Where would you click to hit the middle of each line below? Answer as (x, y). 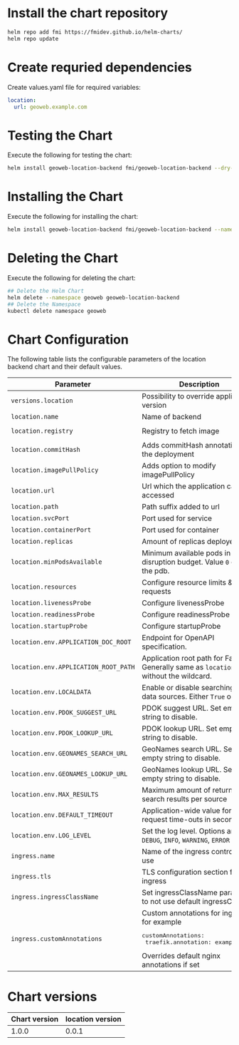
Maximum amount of (176, 791)
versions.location (42, 401)
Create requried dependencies (100, 67)
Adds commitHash (173, 446)
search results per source (185, 799)
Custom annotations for (181, 913)
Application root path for (182, 659)
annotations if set (171, 965)
